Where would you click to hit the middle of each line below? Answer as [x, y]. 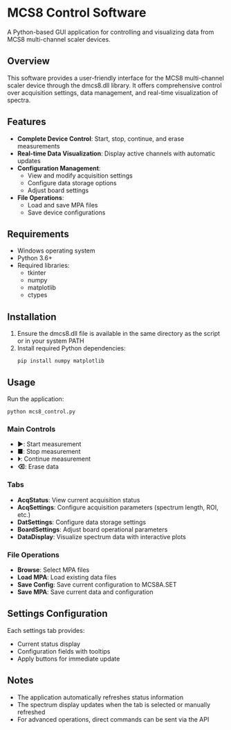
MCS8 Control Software [77, 13]
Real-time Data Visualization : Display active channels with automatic [116, 153]
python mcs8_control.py [41, 411]
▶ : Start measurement [49, 444]
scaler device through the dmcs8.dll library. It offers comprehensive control [115, 85]
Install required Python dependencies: [71, 348]
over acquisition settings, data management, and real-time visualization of [113, 92]
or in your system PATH [50, 341]
